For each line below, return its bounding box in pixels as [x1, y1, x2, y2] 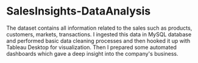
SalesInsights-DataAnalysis [6, 4, 151, 18]
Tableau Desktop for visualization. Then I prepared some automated [6, 44, 177, 51]
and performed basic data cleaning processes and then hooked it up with [6, 37, 191, 44]
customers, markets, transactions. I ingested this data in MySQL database [6, 30, 192, 38]
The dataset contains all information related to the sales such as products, [6, 24, 193, 31]
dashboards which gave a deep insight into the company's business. [6, 50, 179, 57]
